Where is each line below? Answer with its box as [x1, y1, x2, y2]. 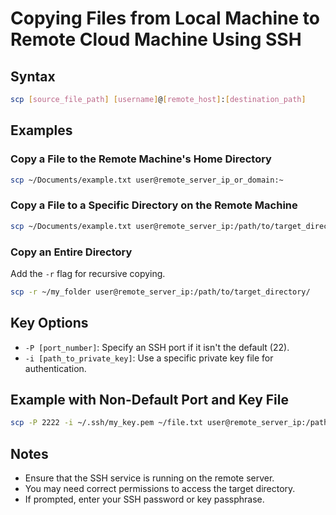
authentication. [24, 362, 87, 374]
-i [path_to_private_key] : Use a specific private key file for [24, 352, 274, 364]
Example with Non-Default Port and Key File [10, 391, 289, 408]
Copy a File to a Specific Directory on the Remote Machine [10, 198, 298, 212]
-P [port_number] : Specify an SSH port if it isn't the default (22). [24, 341, 290, 353]
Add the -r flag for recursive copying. [10, 267, 166, 279]
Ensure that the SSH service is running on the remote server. [24, 472, 275, 484]
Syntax [10, 68, 56, 85]
